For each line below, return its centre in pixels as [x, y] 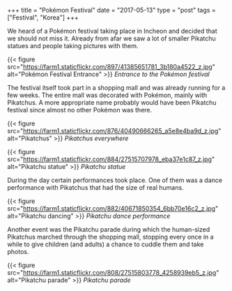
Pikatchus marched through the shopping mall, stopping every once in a [110, 237]
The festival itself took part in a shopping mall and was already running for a [116, 88]
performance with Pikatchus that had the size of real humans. [95, 187]
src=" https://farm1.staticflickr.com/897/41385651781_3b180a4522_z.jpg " [111, 67]
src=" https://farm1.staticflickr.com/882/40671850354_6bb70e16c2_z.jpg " [113, 208]
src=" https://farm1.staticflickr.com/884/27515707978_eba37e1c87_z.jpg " [111, 159]
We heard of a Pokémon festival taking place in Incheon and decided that [112, 31]
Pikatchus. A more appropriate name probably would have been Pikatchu [112, 103]
